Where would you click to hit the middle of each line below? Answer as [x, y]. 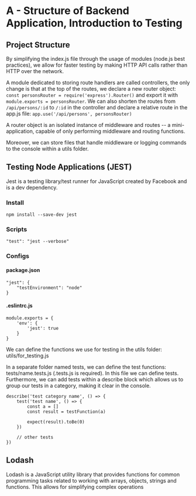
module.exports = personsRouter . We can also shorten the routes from [91, 101]
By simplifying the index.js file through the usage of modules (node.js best [96, 59]
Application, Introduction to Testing [94, 23]
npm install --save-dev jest [42, 215]
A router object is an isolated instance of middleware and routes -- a [88, 125]
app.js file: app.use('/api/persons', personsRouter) [69, 113]
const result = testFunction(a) [67, 411]
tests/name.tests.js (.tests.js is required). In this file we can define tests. [92, 373]
